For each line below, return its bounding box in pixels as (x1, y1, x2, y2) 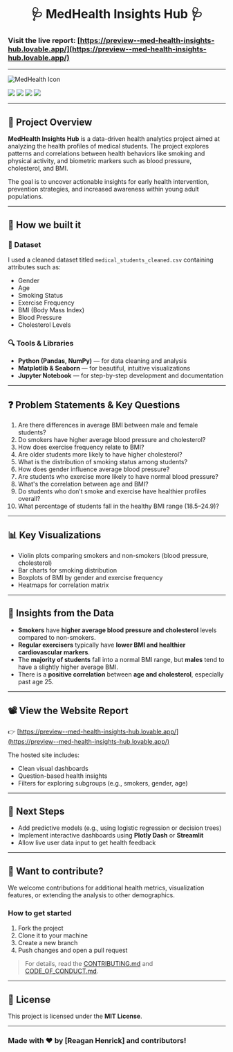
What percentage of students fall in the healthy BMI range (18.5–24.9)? (17, 502, 220, 511)
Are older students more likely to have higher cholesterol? (17, 450, 183, 459)
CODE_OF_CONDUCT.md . (24, 967, 99, 976)
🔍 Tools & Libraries (8, 338, 74, 348)
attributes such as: (8, 262, 61, 271)
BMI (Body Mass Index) (17, 305, 85, 314)
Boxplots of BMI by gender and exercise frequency (17, 573, 163, 582)
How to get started (8, 908, 72, 918)
